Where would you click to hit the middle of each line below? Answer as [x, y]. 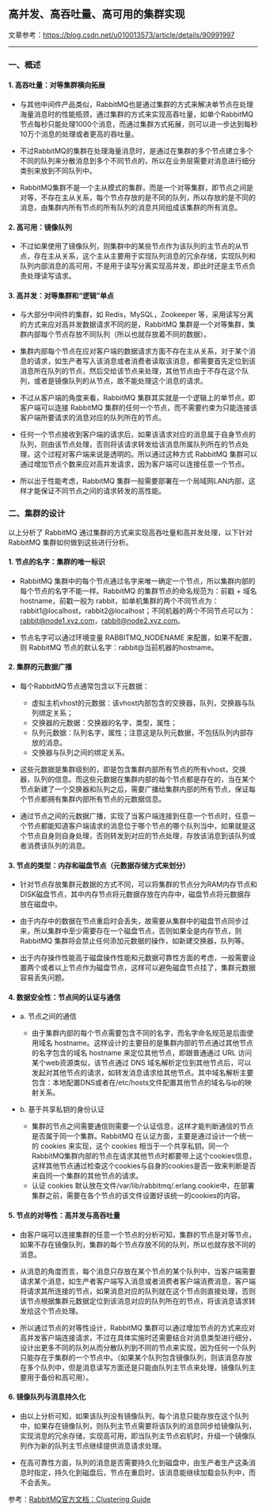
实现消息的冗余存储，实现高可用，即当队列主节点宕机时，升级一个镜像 [134, 1435]
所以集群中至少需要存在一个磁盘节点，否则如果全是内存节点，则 [138, 931]
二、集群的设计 [37, 514]
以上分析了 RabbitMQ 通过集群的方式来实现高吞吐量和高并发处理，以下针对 [131, 532]
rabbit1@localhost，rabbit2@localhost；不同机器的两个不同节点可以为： [137, 611]
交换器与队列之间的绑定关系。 [80, 752]
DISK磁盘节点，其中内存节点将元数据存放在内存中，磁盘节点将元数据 [132, 894]
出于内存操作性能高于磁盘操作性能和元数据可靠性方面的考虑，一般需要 [134, 958]
